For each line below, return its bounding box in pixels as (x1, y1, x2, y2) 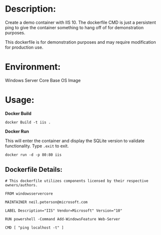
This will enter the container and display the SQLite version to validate (5, 137, 145, 144)
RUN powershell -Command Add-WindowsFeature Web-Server (5, 217, 120, 221)
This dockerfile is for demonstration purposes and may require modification (5, 39, 156, 45)
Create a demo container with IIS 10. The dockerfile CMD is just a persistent (5, 19, 156, 25)
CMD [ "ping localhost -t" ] (5, 225, 64, 230)
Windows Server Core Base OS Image (5, 77, 81, 83)
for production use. (5, 44, 44, 50)
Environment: (5, 62, 61, 72)
